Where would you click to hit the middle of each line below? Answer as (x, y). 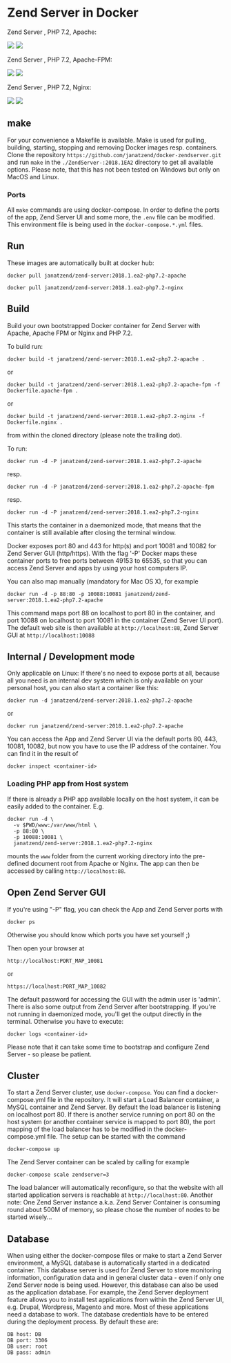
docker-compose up (33, 1149)
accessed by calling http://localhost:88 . (67, 871)
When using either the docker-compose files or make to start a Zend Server (115, 1256)
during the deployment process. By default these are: (83, 1322)
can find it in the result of (43, 754)
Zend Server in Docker (73, 13)
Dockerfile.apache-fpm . (43, 390)
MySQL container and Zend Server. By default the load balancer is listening (114, 1107)
